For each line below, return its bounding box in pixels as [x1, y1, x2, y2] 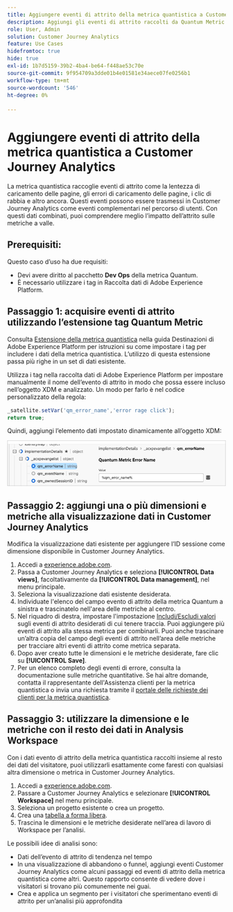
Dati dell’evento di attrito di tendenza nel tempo [17, 852, 153, 861]
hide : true [7, 55, 39, 62]
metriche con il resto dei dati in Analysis [7, 724, 184, 736]
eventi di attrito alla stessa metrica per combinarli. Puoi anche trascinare [17, 627, 224, 635]
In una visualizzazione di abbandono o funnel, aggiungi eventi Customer [17, 860, 224, 868]
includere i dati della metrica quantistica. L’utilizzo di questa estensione [7, 350, 211, 358]
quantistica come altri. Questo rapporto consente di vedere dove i [17, 875, 206, 883]
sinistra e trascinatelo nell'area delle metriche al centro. [17, 605, 176, 613]
